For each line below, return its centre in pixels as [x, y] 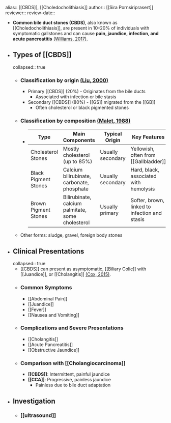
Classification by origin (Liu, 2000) [64, 80]
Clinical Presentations [48, 251]
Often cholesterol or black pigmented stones [82, 108]
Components [79, 140]
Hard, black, [145, 170]
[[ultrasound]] [38, 415]
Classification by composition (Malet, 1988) [75, 121]
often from [143, 155]
